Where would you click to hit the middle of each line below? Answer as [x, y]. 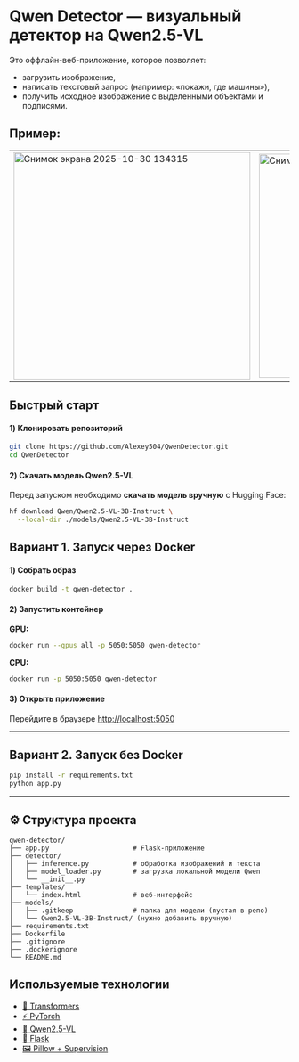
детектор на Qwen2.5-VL [106, 35]
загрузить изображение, [69, 77]
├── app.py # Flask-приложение [107, 848]
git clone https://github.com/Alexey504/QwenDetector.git [119, 447]
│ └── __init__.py [48, 879]
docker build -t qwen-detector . [71, 589]
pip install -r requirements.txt [71, 776]
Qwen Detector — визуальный [125, 16]
